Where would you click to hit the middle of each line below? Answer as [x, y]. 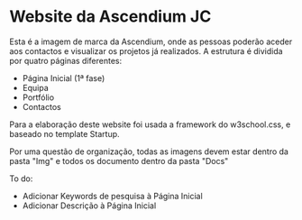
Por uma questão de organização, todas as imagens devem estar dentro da [149, 151]
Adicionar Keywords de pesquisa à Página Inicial [112, 196]
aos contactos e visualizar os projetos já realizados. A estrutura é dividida [146, 50]
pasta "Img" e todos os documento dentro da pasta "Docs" [119, 160]
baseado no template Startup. [64, 133]
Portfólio [38, 97]
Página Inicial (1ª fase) [64, 78]
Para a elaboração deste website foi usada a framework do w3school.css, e [150, 124]
